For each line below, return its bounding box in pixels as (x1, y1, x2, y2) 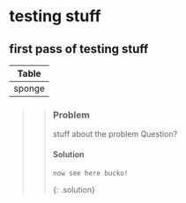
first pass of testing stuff (9, 41, 149, 56)
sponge (13, 82, 46, 94)
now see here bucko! (52, 169, 129, 177)
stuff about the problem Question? (52, 129, 178, 139)
